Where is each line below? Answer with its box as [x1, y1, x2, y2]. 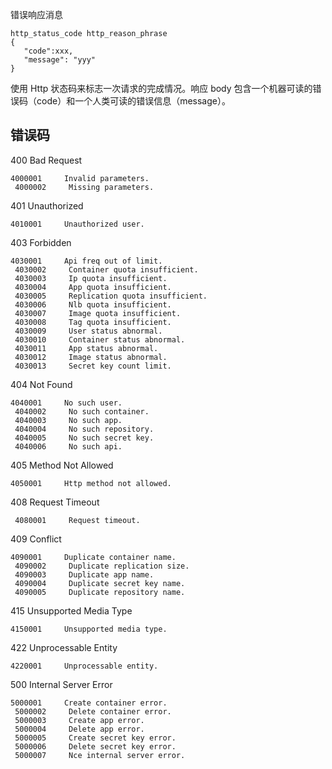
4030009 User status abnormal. [14, 326, 163, 336]
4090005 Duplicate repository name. [14, 587, 186, 597]
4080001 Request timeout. [14, 515, 141, 525]
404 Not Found [10, 378, 73, 390]
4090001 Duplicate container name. [10, 552, 177, 562]
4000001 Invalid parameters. [10, 173, 150, 183]
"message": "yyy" [23, 55, 97, 65]
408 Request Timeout [10, 496, 100, 508]
